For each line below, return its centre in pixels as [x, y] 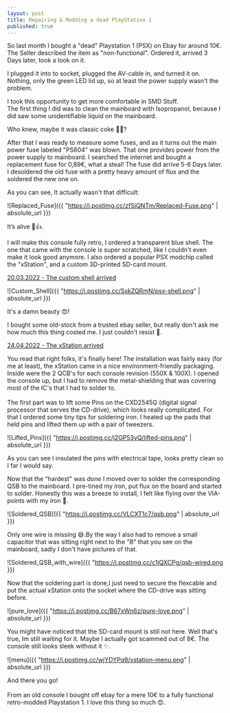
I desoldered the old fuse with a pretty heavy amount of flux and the [103, 172]
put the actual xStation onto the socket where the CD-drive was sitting [106, 590]
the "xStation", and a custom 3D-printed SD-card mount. [87, 264]
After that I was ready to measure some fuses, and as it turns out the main [112, 143]
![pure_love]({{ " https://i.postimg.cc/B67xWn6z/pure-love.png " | [98, 611]
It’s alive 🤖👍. [25, 226]
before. [18, 598]
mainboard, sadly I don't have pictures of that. [72, 549]
